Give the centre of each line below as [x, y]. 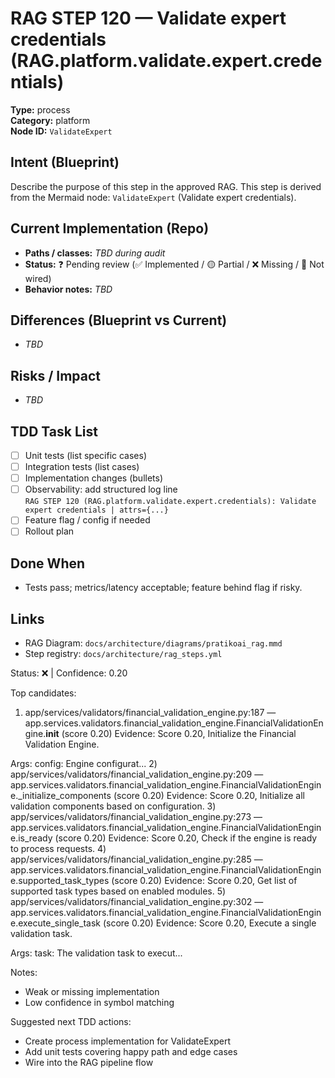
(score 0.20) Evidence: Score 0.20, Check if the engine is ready [186, 838]
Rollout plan [49, 531]
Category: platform [50, 120]
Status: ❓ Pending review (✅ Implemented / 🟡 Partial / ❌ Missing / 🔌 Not [174, 264]
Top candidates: [43, 693]
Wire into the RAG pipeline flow [89, 1062]
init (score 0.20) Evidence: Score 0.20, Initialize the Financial [171, 733]
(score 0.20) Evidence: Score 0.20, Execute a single [209, 923]
